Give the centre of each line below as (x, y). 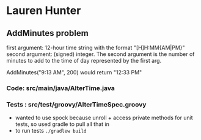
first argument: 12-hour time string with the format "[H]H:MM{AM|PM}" (96, 47)
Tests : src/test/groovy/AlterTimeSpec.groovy (76, 104)
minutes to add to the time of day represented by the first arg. (84, 61)
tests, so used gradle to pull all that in (62, 124)
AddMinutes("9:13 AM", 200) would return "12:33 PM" (74, 72)
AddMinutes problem (47, 33)
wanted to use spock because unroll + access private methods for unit (104, 118)
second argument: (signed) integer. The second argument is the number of (100, 54)
